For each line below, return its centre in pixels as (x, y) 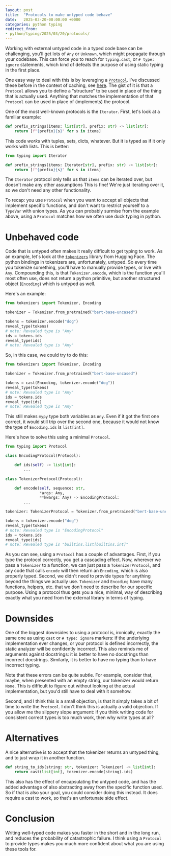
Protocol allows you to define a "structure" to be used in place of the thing (83, 91)
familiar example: (23, 117)
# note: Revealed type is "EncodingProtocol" (54, 530)
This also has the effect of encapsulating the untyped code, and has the (81, 781)
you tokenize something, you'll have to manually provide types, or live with (83, 268)
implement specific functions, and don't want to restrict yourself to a (77, 205)
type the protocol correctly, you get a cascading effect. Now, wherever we (83, 560)
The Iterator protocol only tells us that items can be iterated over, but (79, 179)
